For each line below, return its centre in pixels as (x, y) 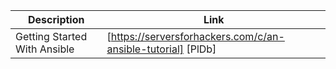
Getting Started (51, 36)
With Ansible (45, 49)
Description (56, 19)
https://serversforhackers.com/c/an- (197, 36)
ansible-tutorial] (145, 49)
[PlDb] (201, 49)
